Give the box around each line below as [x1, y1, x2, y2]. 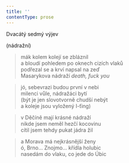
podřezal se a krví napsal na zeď [20, 66, 100, 73]
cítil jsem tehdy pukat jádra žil [20, 126, 93, 133]
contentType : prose [6, 14, 54, 20]
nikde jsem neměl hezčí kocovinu [20, 120, 101, 127]
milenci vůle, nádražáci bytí [20, 90, 87, 97]
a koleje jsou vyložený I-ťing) [20, 102, 91, 109]
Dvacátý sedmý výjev [6, 30, 59, 37]
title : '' [6, 8, 31, 15]
